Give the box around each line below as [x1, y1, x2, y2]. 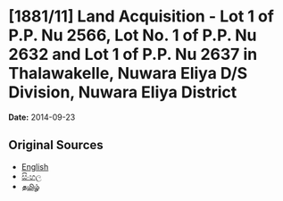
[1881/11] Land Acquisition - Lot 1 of [8, 6, 274, 27]
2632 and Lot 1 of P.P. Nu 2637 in [8, 45, 258, 64]
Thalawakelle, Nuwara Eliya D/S [8, 63, 248, 84]
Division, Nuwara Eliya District [8, 82, 237, 103]
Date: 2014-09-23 [8, 112, 76, 122]
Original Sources [8, 138, 104, 153]
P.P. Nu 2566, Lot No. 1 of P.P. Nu [8, 25, 257, 46]
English [21, 161, 49, 172]
